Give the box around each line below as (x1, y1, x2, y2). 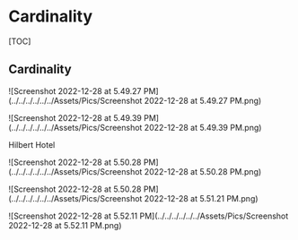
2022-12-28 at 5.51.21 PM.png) (144, 193, 259, 203)
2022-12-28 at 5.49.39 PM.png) (144, 122, 262, 133)
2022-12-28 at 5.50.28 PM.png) (144, 166, 262, 176)
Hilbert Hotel (8, 139, 56, 150)
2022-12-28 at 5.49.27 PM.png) (144, 95, 262, 106)
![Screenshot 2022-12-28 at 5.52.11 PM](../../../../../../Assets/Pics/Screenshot (8, 210, 289, 221)
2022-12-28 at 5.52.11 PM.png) (8, 219, 122, 230)
